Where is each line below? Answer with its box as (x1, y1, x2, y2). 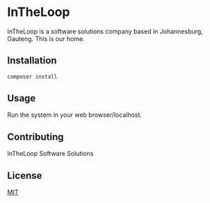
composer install (7, 73, 58, 80)
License (7, 170, 42, 181)
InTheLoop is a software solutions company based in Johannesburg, (7, 27, 203, 35)
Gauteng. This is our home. (7, 34, 85, 42)
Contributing (7, 131, 64, 143)
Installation (7, 55, 57, 67)
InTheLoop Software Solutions (7, 149, 94, 158)
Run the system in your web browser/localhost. (7, 111, 143, 119)
